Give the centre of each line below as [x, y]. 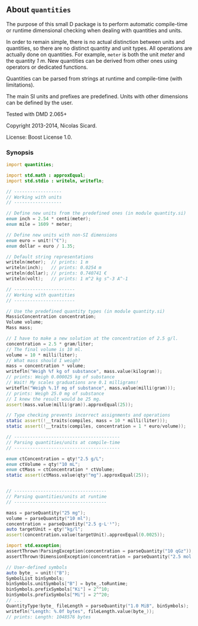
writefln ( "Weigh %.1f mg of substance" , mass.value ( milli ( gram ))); [91, 388]
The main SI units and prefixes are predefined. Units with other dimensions [97, 96]
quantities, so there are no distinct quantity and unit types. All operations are [99, 48]
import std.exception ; [34, 546]
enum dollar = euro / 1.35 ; [41, 246]
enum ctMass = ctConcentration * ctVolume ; [61, 470]
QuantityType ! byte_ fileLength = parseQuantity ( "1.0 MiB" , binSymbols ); [98, 606]
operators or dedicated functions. [47, 67]
